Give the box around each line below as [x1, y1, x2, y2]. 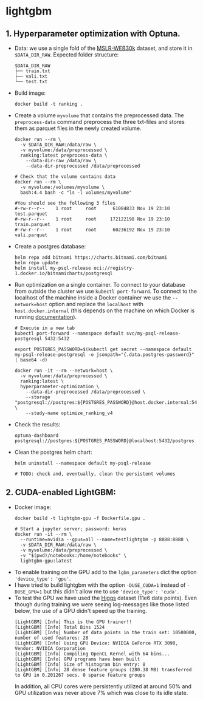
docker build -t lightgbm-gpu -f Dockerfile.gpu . [14, 515, 146, 521]
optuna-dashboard [14, 433, 59, 439]
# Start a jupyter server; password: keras [14, 525, 127, 532]
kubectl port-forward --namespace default [14, 330, 124, 337]
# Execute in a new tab [14, 325, 75, 331]
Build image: [14, 89, 46, 97]
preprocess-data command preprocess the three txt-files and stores [14, 118, 185, 125]
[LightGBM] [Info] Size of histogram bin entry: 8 [14, 661, 146, 668]
